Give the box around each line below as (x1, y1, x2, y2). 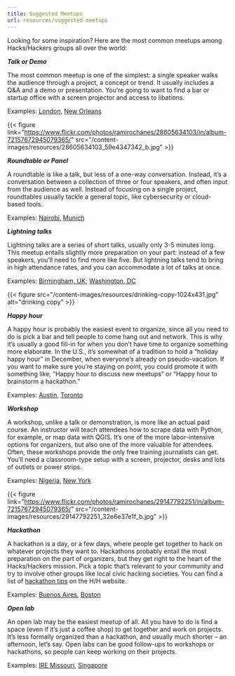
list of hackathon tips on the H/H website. (7, 576, 127, 585)
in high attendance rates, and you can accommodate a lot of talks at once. (7, 263, 222, 271)
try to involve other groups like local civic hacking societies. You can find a (7, 569, 223, 578)
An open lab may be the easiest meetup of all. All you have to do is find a (7, 617, 218, 625)
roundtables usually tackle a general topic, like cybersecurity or (7, 192, 191, 201)
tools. (27, 199, 43, 208)
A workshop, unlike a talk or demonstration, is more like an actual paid (7, 418, 210, 426)
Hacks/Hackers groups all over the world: (7, 44, 128, 52)
